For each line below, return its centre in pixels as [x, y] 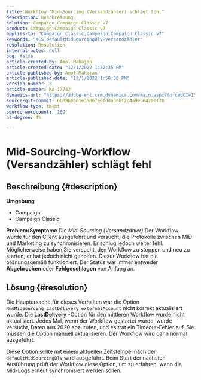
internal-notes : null [33, 51]
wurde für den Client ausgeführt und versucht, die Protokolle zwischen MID [99, 237]
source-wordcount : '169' [37, 112]
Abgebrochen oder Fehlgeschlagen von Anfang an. [71, 269]
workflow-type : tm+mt [33, 106]
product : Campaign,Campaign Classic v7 [56, 28]
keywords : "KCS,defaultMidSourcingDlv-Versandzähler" [75, 39]
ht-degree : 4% [24, 117]
